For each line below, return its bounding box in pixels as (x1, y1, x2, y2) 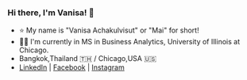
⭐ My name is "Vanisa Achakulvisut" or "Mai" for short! (18, 25, 199, 35)
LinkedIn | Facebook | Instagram (18, 63, 125, 72)
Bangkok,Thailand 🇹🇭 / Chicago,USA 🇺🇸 (18, 54, 156, 63)
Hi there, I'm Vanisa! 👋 (7, 7, 95, 18)
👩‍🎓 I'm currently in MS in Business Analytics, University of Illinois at (18, 37, 240, 47)
